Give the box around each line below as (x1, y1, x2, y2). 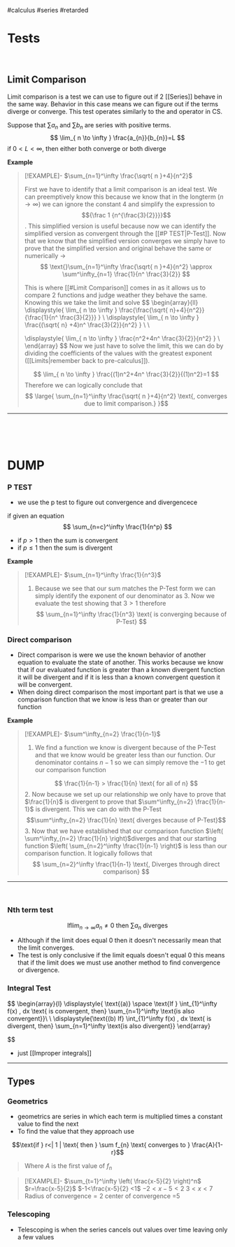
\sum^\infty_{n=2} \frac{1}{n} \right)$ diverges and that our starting (24, 834, 217, 843)
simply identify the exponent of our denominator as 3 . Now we (34, 592, 215, 600)
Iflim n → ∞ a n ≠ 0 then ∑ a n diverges (66, 921, 169, 931)
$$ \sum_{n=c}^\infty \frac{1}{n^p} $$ (62, 522, 173, 531)
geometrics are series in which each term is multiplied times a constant (17, 1112, 223, 1121)
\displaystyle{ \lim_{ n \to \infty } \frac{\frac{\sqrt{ (24, 306, 169, 314)
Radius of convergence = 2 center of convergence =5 (24, 1192, 180, 1200)
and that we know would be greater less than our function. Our (34, 751, 215, 760)
